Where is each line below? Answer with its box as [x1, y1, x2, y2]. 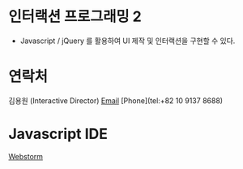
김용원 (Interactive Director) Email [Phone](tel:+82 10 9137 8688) [8, 95, 224, 106]
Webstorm [8, 151, 43, 161]
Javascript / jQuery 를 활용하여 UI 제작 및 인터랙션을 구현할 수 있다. [19, 36, 236, 45]
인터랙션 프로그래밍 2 [8, 7, 142, 26]
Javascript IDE [8, 125, 108, 143]
